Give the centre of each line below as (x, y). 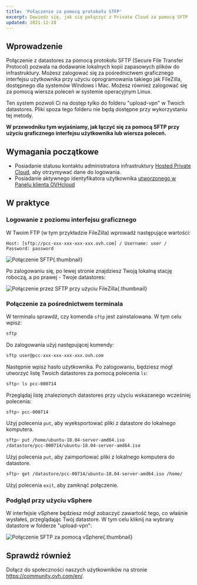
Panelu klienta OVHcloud (45, 185)
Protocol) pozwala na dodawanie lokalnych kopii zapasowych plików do (93, 67)
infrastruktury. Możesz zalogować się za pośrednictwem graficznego (90, 73)
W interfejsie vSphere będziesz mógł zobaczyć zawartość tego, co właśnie (97, 513)
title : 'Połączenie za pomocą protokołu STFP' (64, 11)
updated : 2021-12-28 (31, 22)
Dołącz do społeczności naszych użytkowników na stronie (77, 570)
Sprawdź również (39, 555)
